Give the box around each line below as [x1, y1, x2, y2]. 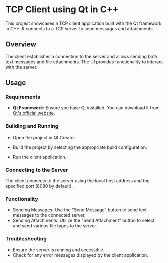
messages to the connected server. [12, 212, 86, 218]
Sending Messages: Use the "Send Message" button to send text [12, 207, 147, 213]
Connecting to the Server [5, 166, 68, 173]
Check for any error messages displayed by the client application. [12, 252, 149, 258]
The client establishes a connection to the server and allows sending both [5, 53, 158, 59]
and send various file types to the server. [12, 223, 98, 229]
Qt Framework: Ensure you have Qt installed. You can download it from [12, 105, 160, 111]
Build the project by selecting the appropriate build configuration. [12, 144, 147, 150]
